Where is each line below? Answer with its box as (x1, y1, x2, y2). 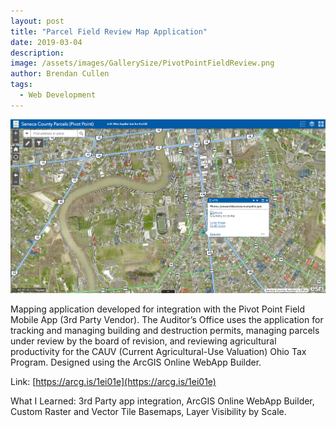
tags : (10, 80, 33, 90)
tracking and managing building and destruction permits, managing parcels (10, 325, 320, 337)
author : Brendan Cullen (10, 69, 110, 79)
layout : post (10, 16, 65, 26)
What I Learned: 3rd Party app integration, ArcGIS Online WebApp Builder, (10, 395, 315, 407)
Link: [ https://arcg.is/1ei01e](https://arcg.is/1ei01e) (10, 376, 217, 388)
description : (10, 48, 65, 58)
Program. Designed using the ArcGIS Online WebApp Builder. (10, 356, 262, 369)
